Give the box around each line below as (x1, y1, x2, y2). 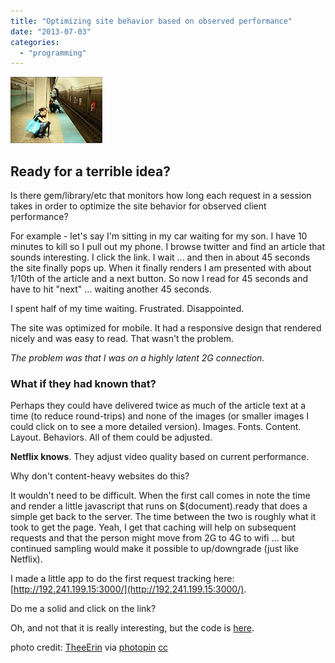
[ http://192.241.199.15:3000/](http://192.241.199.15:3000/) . (10, 583, 247, 595)
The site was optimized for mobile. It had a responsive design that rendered (10, 322, 322, 334)
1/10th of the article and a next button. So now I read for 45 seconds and (10, 273, 309, 285)
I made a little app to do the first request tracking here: (10, 573, 235, 585)
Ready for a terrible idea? (10, 163, 172, 180)
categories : (10, 37, 60, 47)
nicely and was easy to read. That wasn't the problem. (10, 333, 235, 345)
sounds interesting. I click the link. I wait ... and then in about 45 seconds (10, 251, 311, 264)
